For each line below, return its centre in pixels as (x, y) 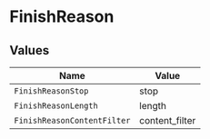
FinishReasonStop (51, 91)
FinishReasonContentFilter (72, 120)
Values (30, 50)
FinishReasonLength (56, 106)
